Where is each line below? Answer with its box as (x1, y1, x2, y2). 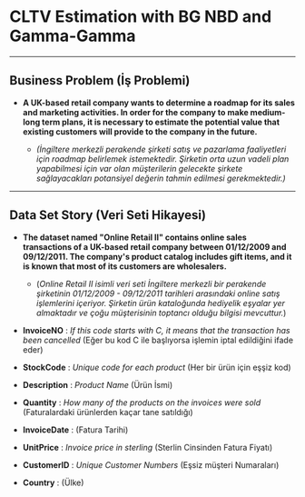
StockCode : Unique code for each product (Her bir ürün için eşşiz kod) (22, 362, 292, 373)
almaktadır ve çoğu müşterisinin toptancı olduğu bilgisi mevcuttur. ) (35, 307, 287, 318)
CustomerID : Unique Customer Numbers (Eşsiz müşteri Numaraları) (22, 459, 280, 470)
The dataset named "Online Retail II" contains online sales (22, 232, 247, 243)
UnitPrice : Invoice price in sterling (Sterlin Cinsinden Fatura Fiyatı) (22, 442, 273, 452)
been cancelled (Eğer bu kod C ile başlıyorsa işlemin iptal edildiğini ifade (22, 334, 293, 345)
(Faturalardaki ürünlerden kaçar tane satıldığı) (22, 406, 193, 417)
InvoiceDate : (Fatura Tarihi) (22, 424, 129, 435)
